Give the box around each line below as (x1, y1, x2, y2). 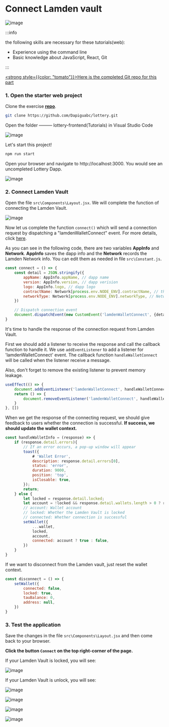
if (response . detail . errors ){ (14, 440, 78, 445)
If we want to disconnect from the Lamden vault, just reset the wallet (5, 561, 147, 567)
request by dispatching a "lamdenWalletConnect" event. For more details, (5, 230, 157, 236)
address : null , (23, 600, 55, 605)
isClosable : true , (32, 477, 71, 482)
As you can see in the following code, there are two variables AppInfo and (5, 245, 159, 251)
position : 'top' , (32, 472, 69, 478)
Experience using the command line (12, 49, 87, 55)
